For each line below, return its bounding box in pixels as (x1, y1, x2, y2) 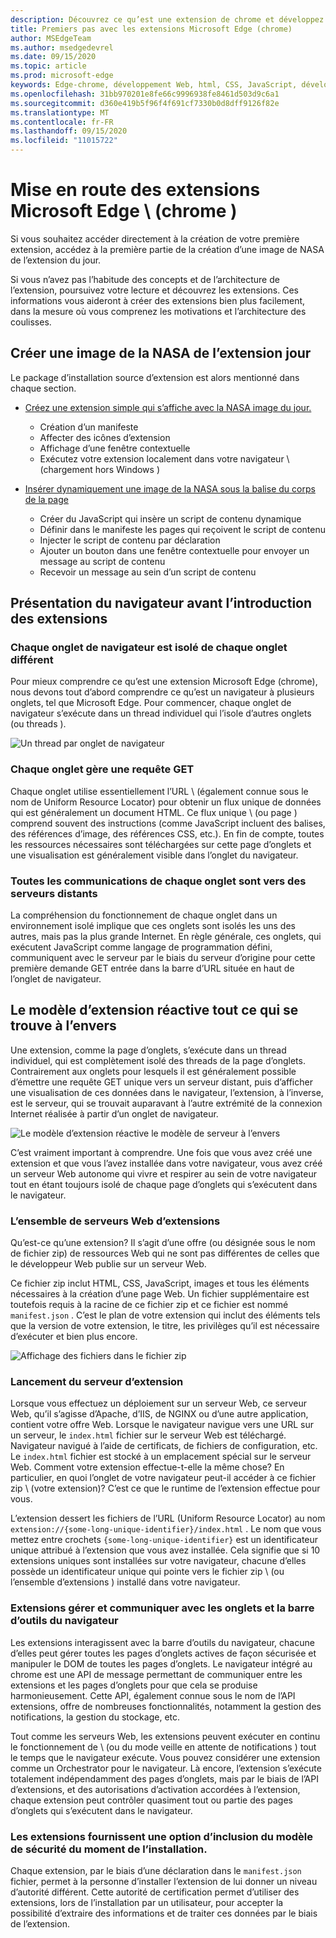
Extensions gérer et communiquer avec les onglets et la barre (10, 1601, 315, 1615)
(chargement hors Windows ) (39, 463, 161, 475)
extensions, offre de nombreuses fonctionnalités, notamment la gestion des (10, 1700, 322, 1712)
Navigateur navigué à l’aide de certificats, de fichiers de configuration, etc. (10, 1440, 318, 1452)
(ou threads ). (10, 718, 67, 730)
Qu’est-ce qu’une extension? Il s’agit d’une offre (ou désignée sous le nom (10, 1237, 316, 1249)
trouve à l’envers (10, 1017, 117, 1035)
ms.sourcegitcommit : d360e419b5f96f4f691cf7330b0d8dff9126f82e (10, 98, 280, 108)
